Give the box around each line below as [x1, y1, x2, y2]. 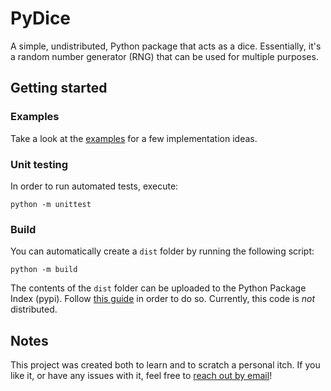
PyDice [10, 7, 72, 30]
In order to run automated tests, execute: [10, 180, 179, 192]
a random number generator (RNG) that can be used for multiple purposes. [10, 50, 319, 62]
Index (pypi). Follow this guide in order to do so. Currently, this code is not [10, 293, 316, 305]
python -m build [10, 265, 78, 275]
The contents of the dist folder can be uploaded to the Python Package [10, 282, 307, 294]
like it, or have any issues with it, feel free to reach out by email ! [10, 370, 273, 382]
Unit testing [10, 157, 69, 171]
